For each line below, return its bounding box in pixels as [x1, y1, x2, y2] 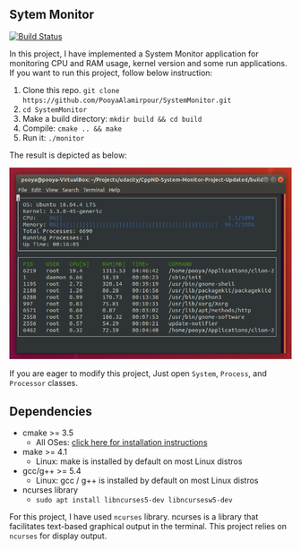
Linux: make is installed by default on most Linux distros [35, 456, 243, 467]
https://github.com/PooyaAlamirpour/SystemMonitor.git [21, 96, 232, 105]
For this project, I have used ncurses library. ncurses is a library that [9, 511, 259, 522]
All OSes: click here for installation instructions [35, 437, 208, 448]
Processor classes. [9, 378, 78, 389]
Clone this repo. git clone [21, 84, 120, 95]
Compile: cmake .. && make [21, 123, 123, 133]
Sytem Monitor [9, 7, 95, 22]
